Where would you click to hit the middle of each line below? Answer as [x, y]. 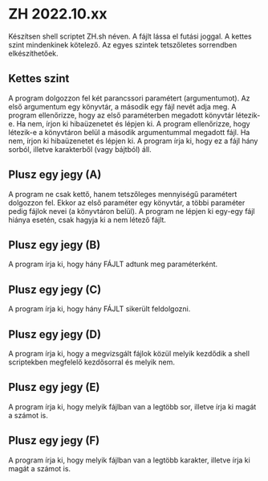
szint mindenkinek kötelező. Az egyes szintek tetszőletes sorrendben [123, 44]
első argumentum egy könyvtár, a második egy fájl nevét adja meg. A [122, 106]
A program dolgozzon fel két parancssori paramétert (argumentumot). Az [129, 98]
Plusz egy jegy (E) [54, 387]
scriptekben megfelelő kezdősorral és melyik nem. [91, 362]
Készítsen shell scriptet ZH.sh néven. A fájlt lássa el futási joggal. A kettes [130, 36]
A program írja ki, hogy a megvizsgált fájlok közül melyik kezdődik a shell [129, 354]
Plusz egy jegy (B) [55, 245]
